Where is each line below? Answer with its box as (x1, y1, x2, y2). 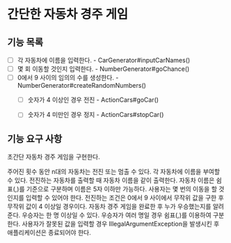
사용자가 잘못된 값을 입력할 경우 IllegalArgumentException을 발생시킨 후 (22, 220, 220, 228)
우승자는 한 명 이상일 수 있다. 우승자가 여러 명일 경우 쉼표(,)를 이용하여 (22, 211, 212, 219)
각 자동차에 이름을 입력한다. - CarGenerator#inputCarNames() (17, 56, 191, 64)
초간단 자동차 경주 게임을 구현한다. (7, 152, 100, 161)
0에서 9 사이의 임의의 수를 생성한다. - (17, 74, 119, 82)
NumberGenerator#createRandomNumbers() (17, 81, 146, 90)
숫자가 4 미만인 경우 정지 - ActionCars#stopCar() (27, 111, 164, 119)
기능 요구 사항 (7, 133, 63, 145)
